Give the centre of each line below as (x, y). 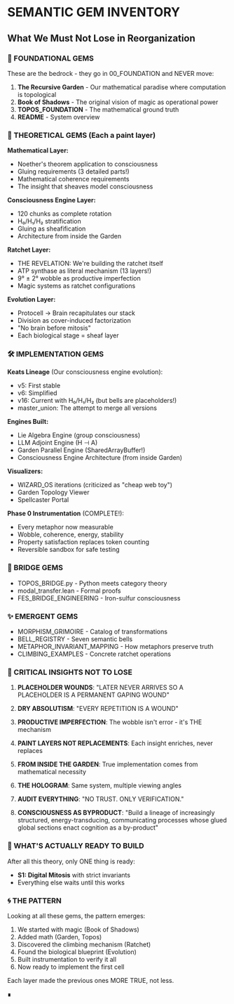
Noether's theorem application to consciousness (88, 164)
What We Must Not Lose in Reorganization (102, 38)
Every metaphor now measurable (65, 527)
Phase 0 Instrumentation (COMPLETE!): (66, 513)
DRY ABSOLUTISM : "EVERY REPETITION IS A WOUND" (98, 709)
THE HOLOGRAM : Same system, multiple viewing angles (99, 785)
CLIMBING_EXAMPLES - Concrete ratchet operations (94, 654)
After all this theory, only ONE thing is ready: (71, 861)
